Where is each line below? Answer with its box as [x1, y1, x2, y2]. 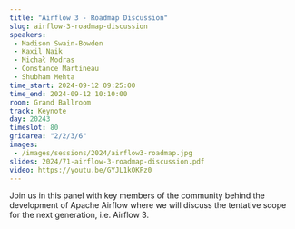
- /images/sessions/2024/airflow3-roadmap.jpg [13, 148, 193, 157]
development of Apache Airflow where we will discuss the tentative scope [9, 200, 287, 211]
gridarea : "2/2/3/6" [9, 132, 88, 141]
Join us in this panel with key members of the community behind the [9, 190, 266, 201]
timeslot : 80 [9, 124, 59, 133]
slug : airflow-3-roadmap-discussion [9, 22, 148, 31]
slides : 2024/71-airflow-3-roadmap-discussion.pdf [9, 156, 205, 166]
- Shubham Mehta [13, 73, 75, 82]
